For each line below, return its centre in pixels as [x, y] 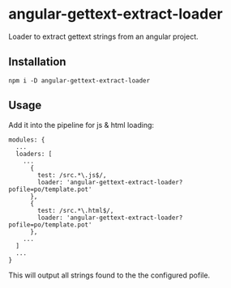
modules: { [27, 140]
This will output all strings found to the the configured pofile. [109, 275]
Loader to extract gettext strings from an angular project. [103, 36]
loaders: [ [34, 154]
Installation [37, 62]
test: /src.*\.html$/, [76, 210]
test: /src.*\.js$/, [72, 175]
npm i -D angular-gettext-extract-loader [79, 80]
